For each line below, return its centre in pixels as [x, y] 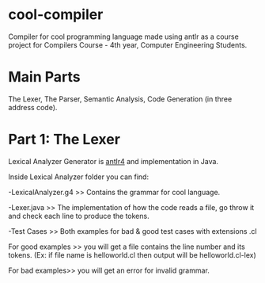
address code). [33, 107]
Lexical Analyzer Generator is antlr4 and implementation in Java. [114, 161]
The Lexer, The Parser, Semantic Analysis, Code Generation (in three [120, 99]
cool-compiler [56, 15]
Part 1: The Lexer [64, 140]
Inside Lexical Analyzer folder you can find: [78, 177]
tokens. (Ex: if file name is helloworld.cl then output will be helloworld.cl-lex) [132, 254]
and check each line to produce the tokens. [79, 216]
